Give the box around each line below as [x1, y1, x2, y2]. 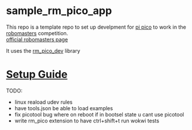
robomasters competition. [6, 29, 68, 36]
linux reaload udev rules [14, 98, 73, 105]
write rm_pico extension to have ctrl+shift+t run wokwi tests [14, 117, 160, 124]
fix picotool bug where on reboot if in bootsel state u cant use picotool [14, 111, 184, 118]
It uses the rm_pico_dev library [6, 47, 81, 54]
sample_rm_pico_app [6, 4, 112, 18]
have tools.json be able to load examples [14, 104, 113, 112]
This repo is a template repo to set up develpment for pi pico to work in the [6, 23, 186, 30]
